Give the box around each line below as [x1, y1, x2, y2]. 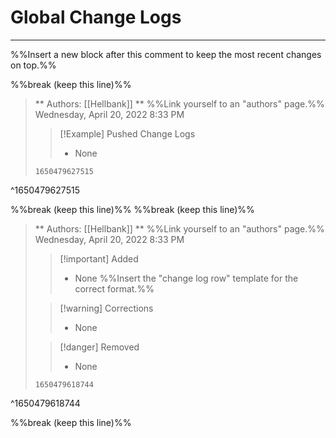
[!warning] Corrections [59, 302, 154, 314]
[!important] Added [59, 252, 139, 265]
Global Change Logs [10, 6, 182, 29]
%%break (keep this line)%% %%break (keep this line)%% [10, 203, 255, 215]
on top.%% [10, 59, 57, 71]
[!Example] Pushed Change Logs [59, 127, 196, 140]
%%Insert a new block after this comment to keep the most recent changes [10, 48, 322, 60]
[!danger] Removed [59, 341, 140, 353]
